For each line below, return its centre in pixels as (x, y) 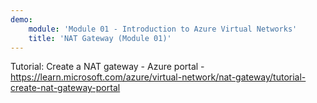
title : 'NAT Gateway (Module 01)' (100, 38)
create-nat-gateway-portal (65, 88)
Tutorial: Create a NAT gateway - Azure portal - (107, 67)
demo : (21, 19)
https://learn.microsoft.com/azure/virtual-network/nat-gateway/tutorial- (158, 77)
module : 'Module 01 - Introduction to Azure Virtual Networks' (163, 29)
